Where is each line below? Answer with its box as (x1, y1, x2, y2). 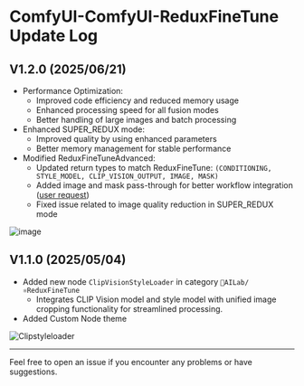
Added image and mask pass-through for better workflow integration (35, 180, 294, 191)
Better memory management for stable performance (35, 143, 232, 154)
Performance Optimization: (22, 86, 124, 96)
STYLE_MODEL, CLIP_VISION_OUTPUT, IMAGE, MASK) (35, 172, 219, 181)
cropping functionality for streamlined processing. (35, 303, 223, 314)
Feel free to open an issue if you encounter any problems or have (9, 356, 253, 367)
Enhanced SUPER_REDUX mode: (22, 124, 146, 135)
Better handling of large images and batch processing (35, 115, 237, 125)
